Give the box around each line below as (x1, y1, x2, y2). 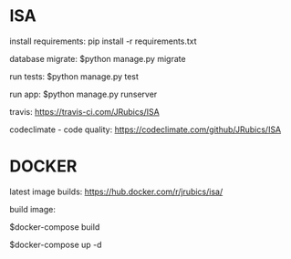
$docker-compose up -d (9, 239, 102, 250)
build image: (9, 203, 57, 214)
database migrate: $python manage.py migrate (9, 53, 186, 64)
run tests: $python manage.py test (9, 70, 140, 82)
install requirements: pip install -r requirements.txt (9, 36, 198, 47)
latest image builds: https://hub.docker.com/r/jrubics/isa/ (9, 186, 223, 197)
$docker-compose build (9, 221, 100, 233)
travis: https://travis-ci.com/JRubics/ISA (9, 106, 160, 117)
